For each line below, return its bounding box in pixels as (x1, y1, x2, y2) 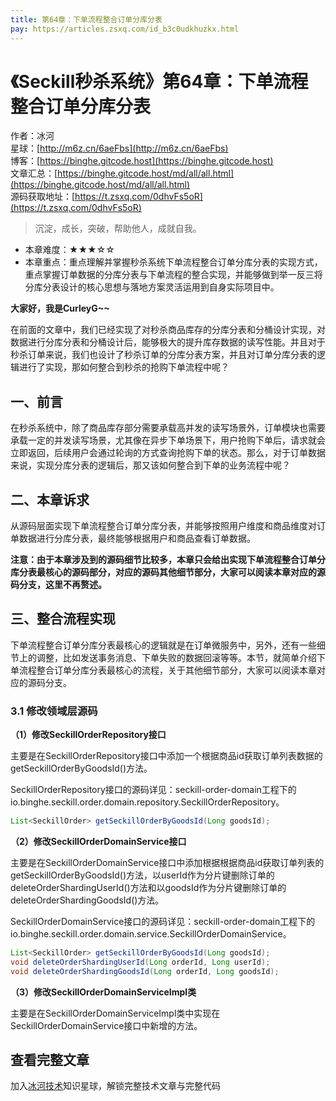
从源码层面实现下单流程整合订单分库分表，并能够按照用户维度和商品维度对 (10, 520, 317, 532)
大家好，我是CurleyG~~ (10, 302, 110, 315)
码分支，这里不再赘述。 (10, 579, 107, 591)
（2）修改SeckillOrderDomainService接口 (10, 836, 187, 848)
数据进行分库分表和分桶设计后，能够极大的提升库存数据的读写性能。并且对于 (10, 336, 326, 348)
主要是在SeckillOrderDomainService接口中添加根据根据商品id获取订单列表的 (10, 857, 325, 869)
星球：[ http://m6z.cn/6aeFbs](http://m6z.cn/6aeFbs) (10, 142, 229, 155)
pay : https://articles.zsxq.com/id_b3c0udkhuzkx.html (10, 24, 240, 34)
